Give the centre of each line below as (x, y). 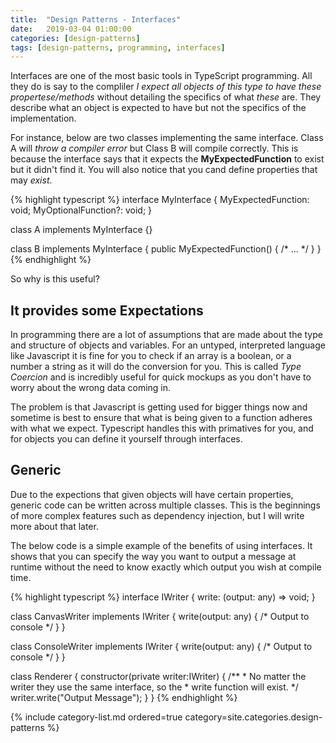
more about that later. (54, 526)
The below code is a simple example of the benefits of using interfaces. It (161, 545)
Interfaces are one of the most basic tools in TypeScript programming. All (161, 76)
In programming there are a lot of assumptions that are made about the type (166, 335)
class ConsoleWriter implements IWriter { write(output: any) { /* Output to (161, 646)
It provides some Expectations (107, 310)
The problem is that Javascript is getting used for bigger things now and (159, 407)
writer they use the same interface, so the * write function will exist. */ (154, 687)
